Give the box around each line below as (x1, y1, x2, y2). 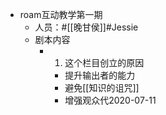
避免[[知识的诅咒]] (64, 82, 140, 93)
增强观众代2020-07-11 (64, 94, 157, 106)
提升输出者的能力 (64, 69, 136, 81)
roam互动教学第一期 (19, 9, 103, 20)
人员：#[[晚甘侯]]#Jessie (34, 21, 139, 33)
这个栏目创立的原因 (64, 57, 145, 68)
